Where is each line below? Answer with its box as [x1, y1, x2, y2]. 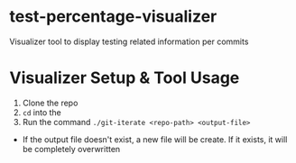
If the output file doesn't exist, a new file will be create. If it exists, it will [22, 133, 288, 145]
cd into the [22, 106, 61, 118]
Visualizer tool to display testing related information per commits [9, 36, 249, 47]
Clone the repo [22, 97, 79, 108]
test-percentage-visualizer [9, 6, 217, 27]
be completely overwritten [22, 143, 121, 154]
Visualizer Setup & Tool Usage [9, 68, 240, 88]
